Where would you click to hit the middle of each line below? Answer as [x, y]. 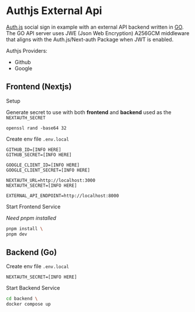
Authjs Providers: [27, 50]
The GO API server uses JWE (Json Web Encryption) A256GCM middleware [98, 33]
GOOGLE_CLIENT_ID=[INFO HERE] [43, 165]
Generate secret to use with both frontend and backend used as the [89, 112]
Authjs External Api [54, 11]
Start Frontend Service [33, 207]
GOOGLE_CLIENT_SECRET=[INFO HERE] [48, 170]
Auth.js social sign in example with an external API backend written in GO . [95, 27]
